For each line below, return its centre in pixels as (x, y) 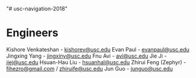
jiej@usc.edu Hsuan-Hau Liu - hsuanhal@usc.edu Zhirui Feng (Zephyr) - (96, 62)
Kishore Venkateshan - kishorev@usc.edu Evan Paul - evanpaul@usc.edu (98, 49)
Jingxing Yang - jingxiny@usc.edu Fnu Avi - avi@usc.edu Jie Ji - (87, 56)
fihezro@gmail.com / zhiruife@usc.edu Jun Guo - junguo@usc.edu (90, 68)
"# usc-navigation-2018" (37, 9)
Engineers (32, 33)
